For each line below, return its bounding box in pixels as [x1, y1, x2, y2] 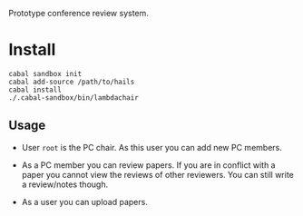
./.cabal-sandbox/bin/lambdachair [8, 93, 140, 103]
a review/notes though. [21, 179, 109, 190]
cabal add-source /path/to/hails [8, 77, 135, 86]
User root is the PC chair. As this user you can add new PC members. [21, 142, 282, 152]
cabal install [8, 85, 63, 94]
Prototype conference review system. [8, 8, 149, 18]
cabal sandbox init [8, 69, 83, 78]
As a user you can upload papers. [21, 196, 149, 207]
